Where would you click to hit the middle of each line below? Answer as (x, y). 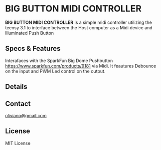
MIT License (18, 143)
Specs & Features (33, 48)
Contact (18, 104)
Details (16, 87)
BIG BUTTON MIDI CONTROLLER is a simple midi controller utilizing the (79, 22)
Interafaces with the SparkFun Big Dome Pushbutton (59, 61)
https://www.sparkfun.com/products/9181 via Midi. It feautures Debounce (80, 66)
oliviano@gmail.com (26, 115)
